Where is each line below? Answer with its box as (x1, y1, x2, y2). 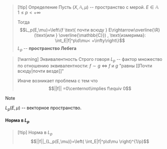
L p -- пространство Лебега (17, 45, 77, 52)
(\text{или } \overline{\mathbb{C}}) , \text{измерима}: (34, 32, 146, 38)
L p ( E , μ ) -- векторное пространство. (5, 105, 82, 112)
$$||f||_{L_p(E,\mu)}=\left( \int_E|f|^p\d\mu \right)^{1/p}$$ (30, 139, 150, 145)
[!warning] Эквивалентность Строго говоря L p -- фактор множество (17, 56, 163, 63)
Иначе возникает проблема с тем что (17, 77, 98, 84)
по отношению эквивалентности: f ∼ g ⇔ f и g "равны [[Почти (17, 62, 153, 69)
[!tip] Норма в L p (17, 130, 53, 137)
